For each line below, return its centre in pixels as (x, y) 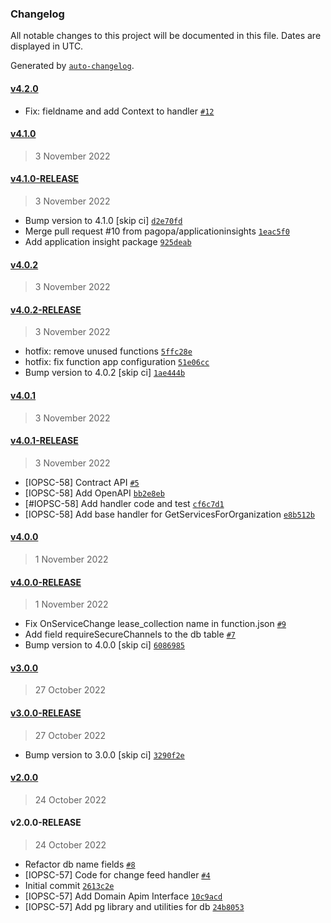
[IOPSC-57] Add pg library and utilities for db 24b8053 (134, 906)
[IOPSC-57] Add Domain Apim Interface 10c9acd (123, 896)
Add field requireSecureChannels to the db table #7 (130, 634)
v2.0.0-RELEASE (46, 823)
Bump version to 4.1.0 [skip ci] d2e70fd (103, 220)
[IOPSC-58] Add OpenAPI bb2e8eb (94, 493)
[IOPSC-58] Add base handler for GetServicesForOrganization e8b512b (170, 514)
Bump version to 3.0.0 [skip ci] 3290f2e (104, 754)
